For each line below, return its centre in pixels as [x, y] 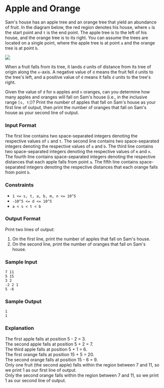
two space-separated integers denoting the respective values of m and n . [78, 152]
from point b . [18, 172]
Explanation [20, 328]
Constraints [20, 185]
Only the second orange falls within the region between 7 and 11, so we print [82, 375]
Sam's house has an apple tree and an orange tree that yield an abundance [81, 22]
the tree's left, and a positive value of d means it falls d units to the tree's [78, 77]
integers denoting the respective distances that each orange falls [92, 167]
